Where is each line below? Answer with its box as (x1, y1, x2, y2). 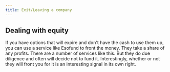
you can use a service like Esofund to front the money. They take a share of (5, 45, 165, 51)
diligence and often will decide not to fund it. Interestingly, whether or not (5, 56, 160, 62)
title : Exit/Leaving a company (5, 7, 72, 13)
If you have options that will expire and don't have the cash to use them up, (5, 40, 164, 46)
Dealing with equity (5, 26, 69, 35)
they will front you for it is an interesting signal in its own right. (5, 61, 137, 67)
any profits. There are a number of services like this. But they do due (5, 50, 150, 56)
